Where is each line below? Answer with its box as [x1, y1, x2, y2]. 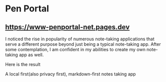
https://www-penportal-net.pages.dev [5, 23, 130, 31]
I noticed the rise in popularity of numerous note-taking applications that [5, 36, 155, 42]
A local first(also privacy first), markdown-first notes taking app [5, 71, 136, 77]
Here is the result [5, 62, 41, 67]
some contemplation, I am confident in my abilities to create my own [5, 47, 146, 52]
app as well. [19, 52, 44, 58]
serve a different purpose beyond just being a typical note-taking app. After [5, 41, 161, 47]
